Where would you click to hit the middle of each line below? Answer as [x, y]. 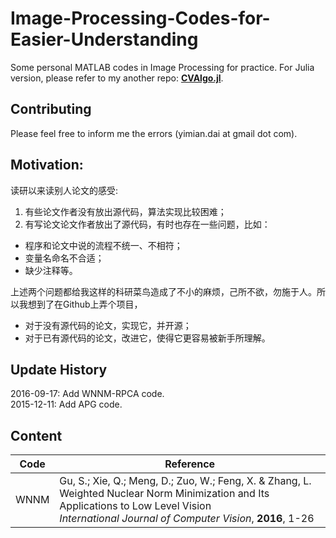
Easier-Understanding [104, 39]
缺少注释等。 [51, 270]
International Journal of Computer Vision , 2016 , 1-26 [187, 519]
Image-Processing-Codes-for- [140, 18]
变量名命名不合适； [64, 258]
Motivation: [47, 165]
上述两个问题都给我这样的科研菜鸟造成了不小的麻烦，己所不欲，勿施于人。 [163, 291]
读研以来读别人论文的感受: [64, 190]
